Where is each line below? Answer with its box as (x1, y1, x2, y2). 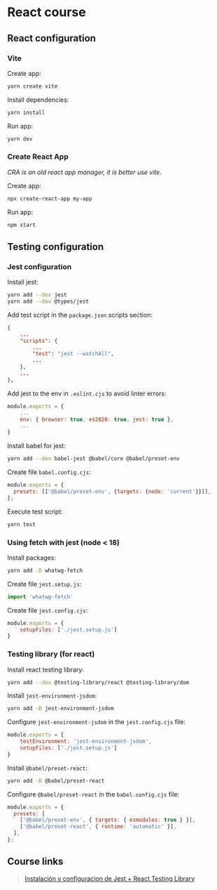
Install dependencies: (7, 96, 69, 104)
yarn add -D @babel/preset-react (7, 777, 105, 784)
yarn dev (7, 135, 33, 143)
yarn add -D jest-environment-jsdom (7, 705, 114, 712)
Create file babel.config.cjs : (7, 468, 91, 476)
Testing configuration (7, 240, 104, 253)
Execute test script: (7, 507, 63, 516)
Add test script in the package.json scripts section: (7, 310, 153, 319)
